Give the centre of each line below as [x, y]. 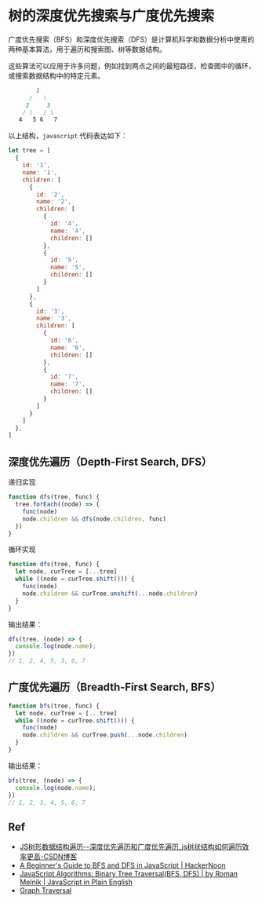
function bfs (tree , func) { [54, 706]
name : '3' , [54, 319]
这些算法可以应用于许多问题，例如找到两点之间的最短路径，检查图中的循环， [132, 66]
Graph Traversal [45, 890]
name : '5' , [68, 268]
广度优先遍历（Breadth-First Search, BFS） [115, 687]
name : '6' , [68, 347]
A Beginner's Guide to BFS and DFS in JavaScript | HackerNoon [122, 865]
